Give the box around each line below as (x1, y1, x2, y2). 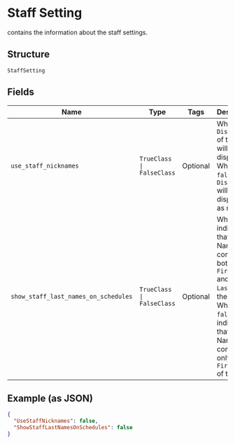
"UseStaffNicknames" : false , (13, 417, 99, 425)
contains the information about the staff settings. (7, 28, 148, 36)
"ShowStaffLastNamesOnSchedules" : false (13, 424, 133, 431)
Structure (7, 48, 50, 60)
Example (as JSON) (7, 392, 93, 404)
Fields (7, 86, 35, 98)
